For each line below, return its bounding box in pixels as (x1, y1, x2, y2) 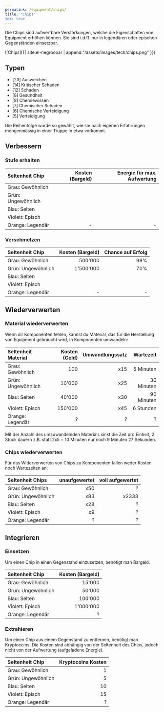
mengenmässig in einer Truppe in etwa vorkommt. (5, 128, 106, 134)
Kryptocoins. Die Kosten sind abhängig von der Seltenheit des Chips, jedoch (5, 642, 159, 648)
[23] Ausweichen (12, 77, 47, 83)
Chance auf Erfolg (104, 249, 148, 256)
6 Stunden (132, 405, 157, 412)
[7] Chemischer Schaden (12, 103, 62, 109)
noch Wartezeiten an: (5, 465, 48, 471)
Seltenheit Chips (7, 477, 47, 483)
